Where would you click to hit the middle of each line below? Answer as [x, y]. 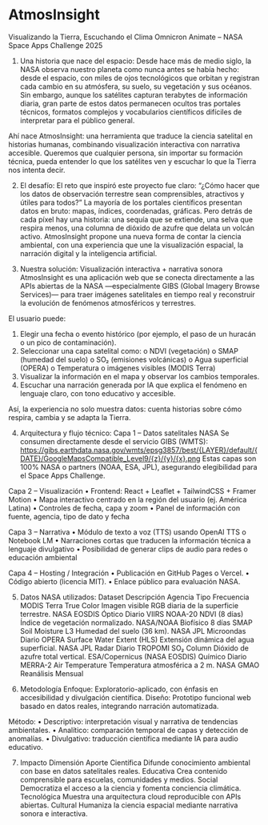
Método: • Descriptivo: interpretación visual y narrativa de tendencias [123, 721]
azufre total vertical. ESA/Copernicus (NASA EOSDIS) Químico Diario [133, 656]
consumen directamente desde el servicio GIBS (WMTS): [114, 441]
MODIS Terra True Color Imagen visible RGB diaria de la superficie [129, 605]
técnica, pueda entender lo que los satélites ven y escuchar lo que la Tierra [132, 161]
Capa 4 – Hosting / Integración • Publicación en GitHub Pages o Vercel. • [129, 573]
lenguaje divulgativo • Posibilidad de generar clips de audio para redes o [128, 549]
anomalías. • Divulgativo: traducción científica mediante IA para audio [123, 739]
